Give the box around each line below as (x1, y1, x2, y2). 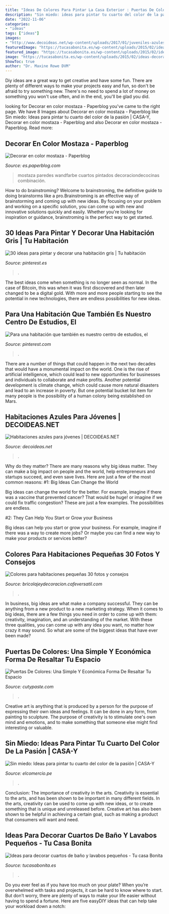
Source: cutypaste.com (5, 684, 54, 690)
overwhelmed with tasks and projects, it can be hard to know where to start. (5, 887, 163, 893)
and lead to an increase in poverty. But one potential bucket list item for (5, 387, 153, 393)
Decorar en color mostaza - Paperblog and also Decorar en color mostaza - (5, 119, 162, 126)
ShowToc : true (5, 59, 35, 64)
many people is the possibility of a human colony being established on (5, 393, 151, 399)
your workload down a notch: (5, 903, 66, 909)
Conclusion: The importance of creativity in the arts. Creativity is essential (5, 789, 159, 796)
